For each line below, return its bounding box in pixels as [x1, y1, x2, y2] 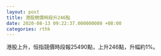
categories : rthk [6, 26, 51, 32]
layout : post [6, 9, 40, 15]
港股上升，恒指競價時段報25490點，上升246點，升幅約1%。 [6, 43, 159, 51]
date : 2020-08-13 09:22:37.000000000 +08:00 [6, 20, 122, 26]
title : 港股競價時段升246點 [6, 15, 70, 21]
